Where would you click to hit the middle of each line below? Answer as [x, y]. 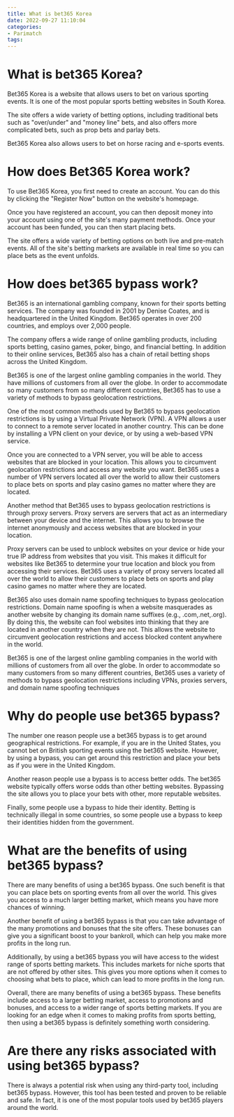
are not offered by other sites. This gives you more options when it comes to [117, 971]
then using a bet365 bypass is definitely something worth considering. [109, 1022]
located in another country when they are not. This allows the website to [111, 629]
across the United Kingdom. [47, 361]
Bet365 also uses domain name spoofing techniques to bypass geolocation [116, 600]
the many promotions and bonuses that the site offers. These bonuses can [115, 928]
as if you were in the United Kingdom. [61, 765]
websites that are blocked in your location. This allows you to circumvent [112, 462]
